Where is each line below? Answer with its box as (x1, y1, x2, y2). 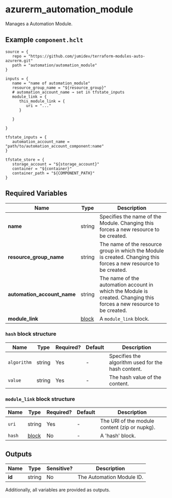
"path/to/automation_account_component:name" (5, 143, 104, 149)
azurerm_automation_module (5, 4, 134, 15)
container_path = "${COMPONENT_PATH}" (12, 171, 95, 176)
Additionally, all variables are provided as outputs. (5, 487, 111, 493)
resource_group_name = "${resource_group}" (12, 85, 106, 90)
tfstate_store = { (5, 157, 45, 162)
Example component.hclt (5, 35, 83, 44)
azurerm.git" (5, 58, 33, 63)
